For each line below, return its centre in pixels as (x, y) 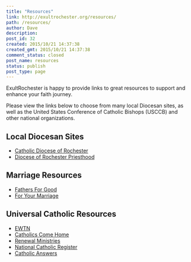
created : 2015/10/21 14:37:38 (43, 45)
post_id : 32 (21, 39)
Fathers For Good (36, 189)
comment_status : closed (35, 55)
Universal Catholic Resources (61, 214)
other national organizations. (40, 118)
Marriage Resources (44, 176)
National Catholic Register (46, 247)
